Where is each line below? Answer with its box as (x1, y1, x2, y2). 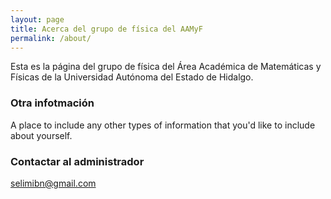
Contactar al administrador (10, 154, 145, 168)
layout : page (10, 14, 65, 25)
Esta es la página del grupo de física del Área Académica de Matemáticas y (10, 61, 322, 73)
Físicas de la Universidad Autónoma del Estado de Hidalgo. (10, 71, 254, 83)
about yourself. (10, 129, 73, 141)
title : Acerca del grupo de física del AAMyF (10, 24, 203, 34)
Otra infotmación (10, 96, 95, 110)
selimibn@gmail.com (10, 177, 97, 189)
